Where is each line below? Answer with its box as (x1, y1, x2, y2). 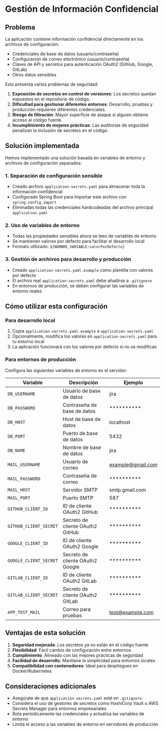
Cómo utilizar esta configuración (5, 302, 108, 311)
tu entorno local (12, 339, 45, 345)
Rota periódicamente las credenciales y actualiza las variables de (12, 711, 145, 717)
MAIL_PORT (7, 495, 30, 501)
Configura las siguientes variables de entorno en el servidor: (5, 367, 128, 373)
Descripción (69, 379, 98, 386)
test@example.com (109, 609, 154, 616)
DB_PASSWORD (7, 405, 36, 411)
